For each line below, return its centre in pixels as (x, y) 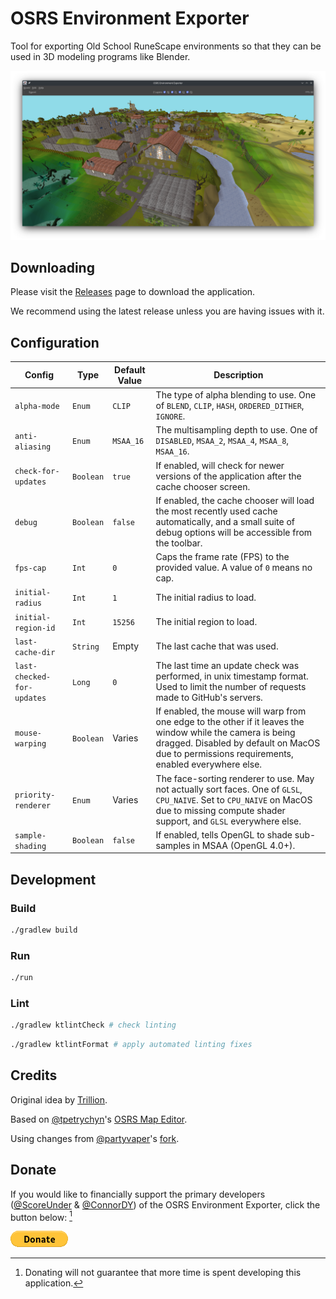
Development (53, 879)
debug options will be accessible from (234, 532)
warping (30, 744)
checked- (33, 677)
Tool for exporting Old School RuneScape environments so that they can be (166, 46)
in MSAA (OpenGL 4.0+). (244, 845)
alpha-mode (37, 407)
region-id (35, 628)
